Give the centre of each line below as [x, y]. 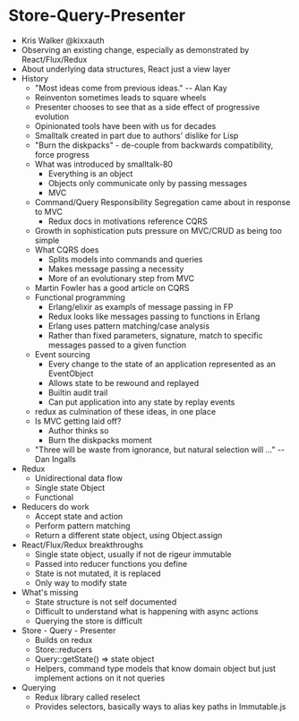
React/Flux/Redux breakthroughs [82, 545]
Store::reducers [64, 649]
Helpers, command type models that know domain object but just [155, 668]
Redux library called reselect [87, 697]
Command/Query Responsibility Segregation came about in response [162, 202]
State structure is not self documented [106, 602]
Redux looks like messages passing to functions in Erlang [154, 316]
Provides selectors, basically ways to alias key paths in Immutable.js [160, 706]
